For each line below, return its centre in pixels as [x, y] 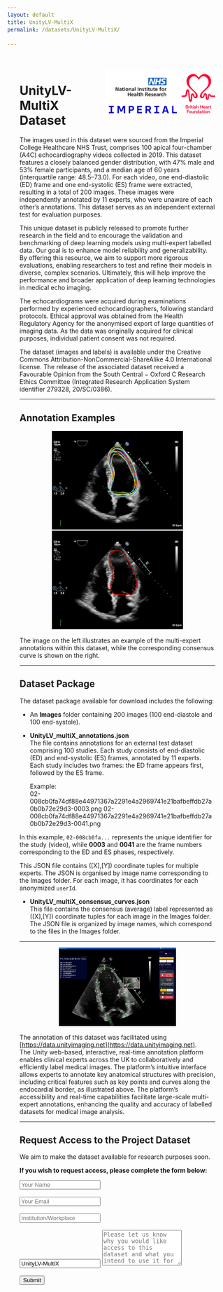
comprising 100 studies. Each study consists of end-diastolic [117, 750]
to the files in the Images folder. [75, 931]
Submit [33, 1280]
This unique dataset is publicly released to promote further [104, 228]
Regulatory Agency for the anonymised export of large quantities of [117, 324]
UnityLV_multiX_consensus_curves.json [90, 901]
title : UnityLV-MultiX [40, 22]
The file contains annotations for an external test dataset [111, 743]
